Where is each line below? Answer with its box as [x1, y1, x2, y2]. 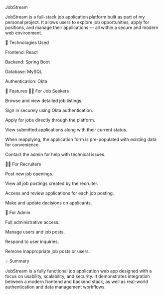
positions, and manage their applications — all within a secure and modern [5, 24, 159, 30]
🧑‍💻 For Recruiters [5, 161, 41, 167]
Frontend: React [5, 49, 38, 55]
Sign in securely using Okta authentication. [5, 107, 93, 113]
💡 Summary [5, 258, 29, 264]
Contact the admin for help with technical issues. [5, 151, 106, 157]
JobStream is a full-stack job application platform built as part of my [5, 14, 145, 19]
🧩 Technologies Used [5, 39, 49, 45]
